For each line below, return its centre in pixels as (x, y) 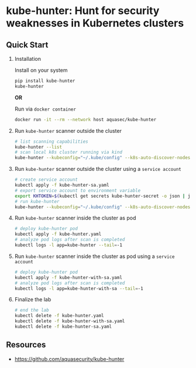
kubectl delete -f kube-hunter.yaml (59, 316)
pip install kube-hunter (45, 81)
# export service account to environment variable (78, 190)
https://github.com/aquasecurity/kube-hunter (69, 359)
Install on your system (41, 70)
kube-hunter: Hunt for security (83, 11)
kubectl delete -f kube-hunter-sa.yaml (63, 326)
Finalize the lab (33, 300)
